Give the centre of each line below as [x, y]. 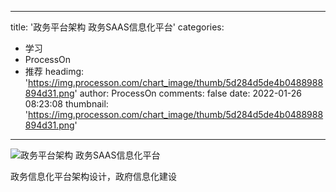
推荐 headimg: [54, 71]
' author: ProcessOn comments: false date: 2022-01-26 [188, 93]
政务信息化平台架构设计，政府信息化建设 [93, 176]
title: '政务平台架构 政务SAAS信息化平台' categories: [117, 27]
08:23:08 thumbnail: [66, 104]
